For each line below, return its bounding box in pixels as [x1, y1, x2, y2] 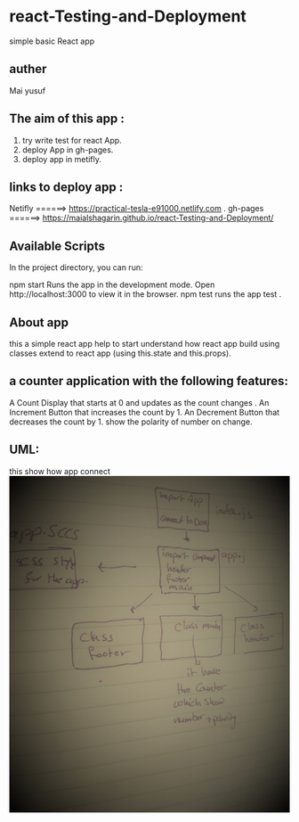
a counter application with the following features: [9, 374, 289, 389]
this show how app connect [9, 465, 111, 476]
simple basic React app [9, 36, 95, 46]
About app [9, 315, 69, 330]
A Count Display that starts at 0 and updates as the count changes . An [9, 397, 270, 407]
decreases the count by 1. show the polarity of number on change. [9, 416, 253, 427]
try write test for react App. [21, 135, 122, 145]
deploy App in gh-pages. [21, 144, 114, 155]
